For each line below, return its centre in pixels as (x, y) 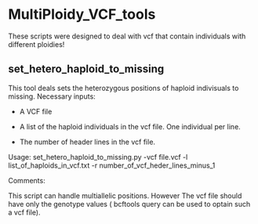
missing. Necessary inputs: (52, 96)
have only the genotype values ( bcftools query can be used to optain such (129, 204)
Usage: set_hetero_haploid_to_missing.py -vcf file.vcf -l (98, 157)
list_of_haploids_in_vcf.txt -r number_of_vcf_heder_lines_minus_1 (112, 165)
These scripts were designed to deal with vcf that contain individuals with (127, 36)
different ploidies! (36, 44)
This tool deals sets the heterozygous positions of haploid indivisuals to (124, 88)
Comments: (27, 180)
